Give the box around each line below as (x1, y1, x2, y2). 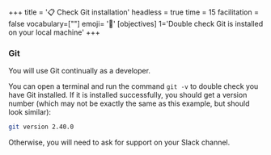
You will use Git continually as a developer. (8, 66, 151, 76)
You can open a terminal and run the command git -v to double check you (8, 82, 259, 91)
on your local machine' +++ (8, 27, 101, 37)
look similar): (8, 107, 51, 117)
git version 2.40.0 (8, 123, 74, 132)
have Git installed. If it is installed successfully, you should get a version (8, 90, 248, 100)
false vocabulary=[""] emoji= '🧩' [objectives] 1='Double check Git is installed (8, 19, 264, 28)
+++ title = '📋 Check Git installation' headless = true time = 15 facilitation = (8, 7, 259, 17)
